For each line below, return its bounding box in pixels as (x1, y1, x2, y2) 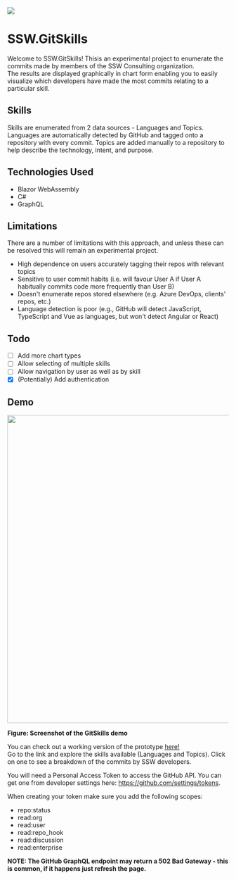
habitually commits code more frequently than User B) (17, 282, 175, 291)
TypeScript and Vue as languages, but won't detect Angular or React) (17, 313, 219, 321)
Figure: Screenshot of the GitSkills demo (7, 729, 128, 738)
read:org (17, 813, 43, 822)
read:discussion (17, 836, 65, 844)
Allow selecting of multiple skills (17, 359, 110, 368)
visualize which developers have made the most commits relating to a (7, 77, 209, 85)
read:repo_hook (17, 829, 64, 837)
